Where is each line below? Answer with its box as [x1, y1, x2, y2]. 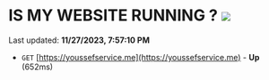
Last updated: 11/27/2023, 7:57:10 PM [8, 35, 150, 45]
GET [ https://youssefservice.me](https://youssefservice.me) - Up [21, 52, 260, 62]
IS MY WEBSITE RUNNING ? [8, 5, 219, 26]
